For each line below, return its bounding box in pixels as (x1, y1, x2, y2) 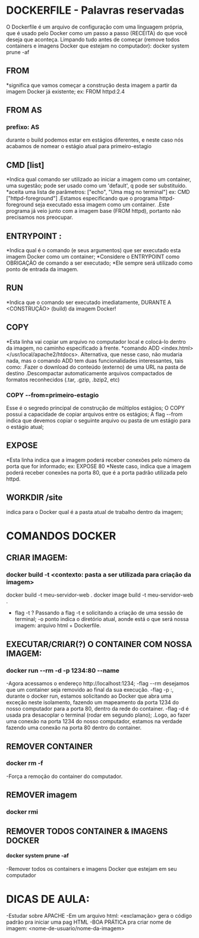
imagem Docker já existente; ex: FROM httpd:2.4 (6, 87, 125, 95)
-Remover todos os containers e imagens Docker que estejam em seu (6, 865, 177, 872)
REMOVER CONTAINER (6, 741, 93, 751)
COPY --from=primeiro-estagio (6, 391, 99, 399)
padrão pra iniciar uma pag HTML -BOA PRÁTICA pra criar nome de (6, 918, 172, 926)
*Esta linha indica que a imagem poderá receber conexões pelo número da (6, 456, 190, 463)
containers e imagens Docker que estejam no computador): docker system (6, 42, 189, 49)
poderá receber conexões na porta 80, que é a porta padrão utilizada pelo (6, 469, 188, 476)
